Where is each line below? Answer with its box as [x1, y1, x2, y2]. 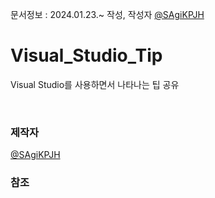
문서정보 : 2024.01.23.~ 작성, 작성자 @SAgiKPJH [10, 9, 205, 20]
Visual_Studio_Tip [10, 44, 163, 67]
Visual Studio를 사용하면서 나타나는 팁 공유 [10, 78, 180, 90]
